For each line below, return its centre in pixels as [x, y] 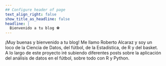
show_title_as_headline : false [38, 19]
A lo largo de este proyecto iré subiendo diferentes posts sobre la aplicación [83, 53]
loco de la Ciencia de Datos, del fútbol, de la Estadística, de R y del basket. [82, 48]
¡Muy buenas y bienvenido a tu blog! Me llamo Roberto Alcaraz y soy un [79, 42]
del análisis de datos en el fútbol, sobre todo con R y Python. [67, 58]
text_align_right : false [31, 14]
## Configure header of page [35, 10]
